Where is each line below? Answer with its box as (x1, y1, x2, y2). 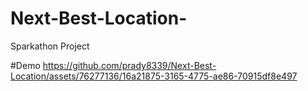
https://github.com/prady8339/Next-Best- (42, 59, 217, 71)
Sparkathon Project (10, 40, 90, 52)
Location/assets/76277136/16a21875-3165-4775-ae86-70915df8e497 (10, 70, 298, 82)
